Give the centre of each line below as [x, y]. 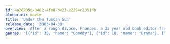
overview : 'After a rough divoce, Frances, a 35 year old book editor [81, 29]
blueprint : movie [24, 15]
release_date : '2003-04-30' [35, 24]
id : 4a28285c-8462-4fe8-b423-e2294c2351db [51, 10]
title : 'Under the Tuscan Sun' [38, 19]
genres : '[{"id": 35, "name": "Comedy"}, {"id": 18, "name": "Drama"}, [82, 33]
